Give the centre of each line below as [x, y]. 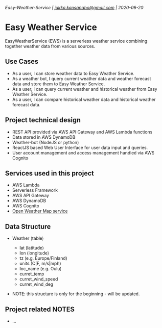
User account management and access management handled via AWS [83, 152]
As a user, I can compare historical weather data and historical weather [84, 99]
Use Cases [22, 62]
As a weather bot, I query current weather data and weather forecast [81, 78]
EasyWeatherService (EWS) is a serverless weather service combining [76, 41]
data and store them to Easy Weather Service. [58, 84]
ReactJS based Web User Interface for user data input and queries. [80, 148]
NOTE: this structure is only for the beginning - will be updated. [76, 294]
